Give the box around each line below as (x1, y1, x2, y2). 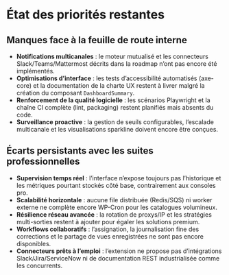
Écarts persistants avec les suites (6, 145, 154, 157)
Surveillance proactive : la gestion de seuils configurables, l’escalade (16, 118, 214, 126)
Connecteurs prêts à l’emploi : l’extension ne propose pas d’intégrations (16, 247, 222, 255)
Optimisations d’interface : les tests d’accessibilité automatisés (16, 74, 197, 82)
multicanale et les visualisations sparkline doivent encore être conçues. (16, 125, 219, 133)
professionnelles (6, 156, 80, 167)
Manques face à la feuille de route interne (6, 34, 188, 46)
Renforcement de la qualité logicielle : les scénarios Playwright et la (16, 96, 210, 104)
